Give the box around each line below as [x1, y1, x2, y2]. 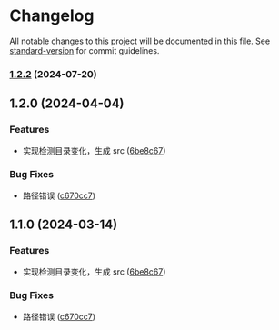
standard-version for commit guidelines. [9, 45, 160, 55]
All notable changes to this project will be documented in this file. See [9, 35, 271, 46]
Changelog [9, 5, 95, 26]
